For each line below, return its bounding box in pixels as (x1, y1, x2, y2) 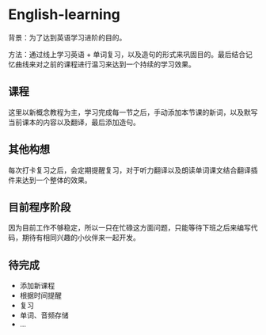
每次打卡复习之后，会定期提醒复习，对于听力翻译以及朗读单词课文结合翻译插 (8, 165, 258, 175)
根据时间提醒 (19, 291, 62, 300)
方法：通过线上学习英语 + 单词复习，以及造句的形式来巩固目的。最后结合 (8, 49, 246, 59)
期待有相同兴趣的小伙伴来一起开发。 (21, 233, 140, 242)
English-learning (8, 6, 121, 24)
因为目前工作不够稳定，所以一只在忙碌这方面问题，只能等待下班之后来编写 (8, 223, 251, 233)
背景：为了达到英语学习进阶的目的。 (8, 32, 127, 42)
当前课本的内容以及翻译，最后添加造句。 (8, 117, 140, 127)
